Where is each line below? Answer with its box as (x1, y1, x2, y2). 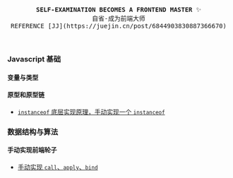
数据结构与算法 (7, 126, 59, 136)
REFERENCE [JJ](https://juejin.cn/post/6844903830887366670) (10, 22, 227, 30)
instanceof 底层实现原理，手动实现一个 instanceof (17, 107, 165, 116)
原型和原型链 (7, 90, 44, 99)
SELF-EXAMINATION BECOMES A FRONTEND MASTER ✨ (36, 6, 201, 13)
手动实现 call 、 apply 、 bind (17, 162, 98, 171)
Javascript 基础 (7, 54, 61, 64)
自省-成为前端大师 (91, 15, 146, 23)
